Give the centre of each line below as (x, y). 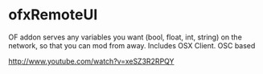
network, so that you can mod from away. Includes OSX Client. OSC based (132, 45)
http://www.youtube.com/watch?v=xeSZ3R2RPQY (91, 61)
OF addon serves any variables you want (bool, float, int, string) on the (125, 37)
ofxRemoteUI (53, 15)
